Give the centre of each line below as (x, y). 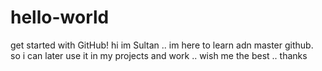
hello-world (60, 17)
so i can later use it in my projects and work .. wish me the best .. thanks (159, 55)
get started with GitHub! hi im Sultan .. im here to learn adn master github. (162, 45)
